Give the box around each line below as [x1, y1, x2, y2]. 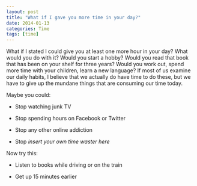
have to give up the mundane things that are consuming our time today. [6, 79, 183, 87]
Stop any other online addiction [14, 126, 93, 134]
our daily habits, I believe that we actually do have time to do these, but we [6, 73, 191, 81]
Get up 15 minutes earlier [14, 173, 77, 181]
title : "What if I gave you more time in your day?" [6, 14, 141, 20]
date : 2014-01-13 [6, 20, 50, 26]
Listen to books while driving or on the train [14, 161, 123, 169]
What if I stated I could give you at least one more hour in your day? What [6, 48, 188, 55]
